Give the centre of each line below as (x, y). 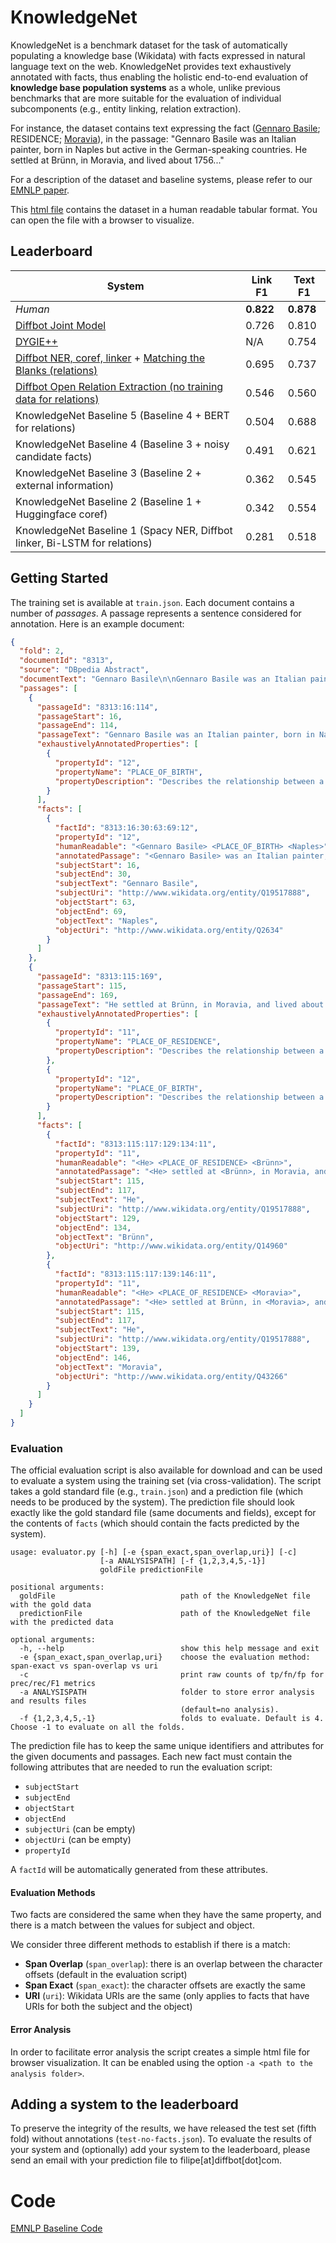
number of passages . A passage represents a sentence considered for (156, 613)
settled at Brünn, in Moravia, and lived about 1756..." (117, 160)
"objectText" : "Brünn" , (104, 1237)
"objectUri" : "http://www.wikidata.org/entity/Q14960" (171, 1246)
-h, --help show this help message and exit (169, 1649)
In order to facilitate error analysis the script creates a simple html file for (160, 2052)
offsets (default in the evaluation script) (106, 1975)
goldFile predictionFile (151, 1570)
